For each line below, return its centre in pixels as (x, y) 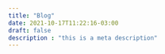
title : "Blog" (32, 15)
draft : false (30, 30)
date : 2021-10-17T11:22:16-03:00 (63, 23)
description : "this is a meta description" (83, 38)
